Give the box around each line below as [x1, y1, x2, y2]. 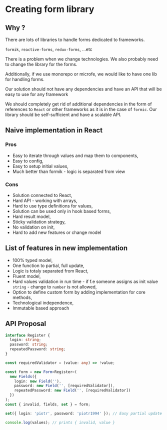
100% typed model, [12, 257, 53, 263]
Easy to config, [12, 157, 43, 163]
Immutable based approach [12, 305, 69, 311]
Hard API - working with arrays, [12, 197, 77, 203]
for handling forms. [5, 76, 45, 82]
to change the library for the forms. [5, 61, 77, 67]
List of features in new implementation [5, 244, 128, 252]
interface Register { [5, 332, 50, 338]
